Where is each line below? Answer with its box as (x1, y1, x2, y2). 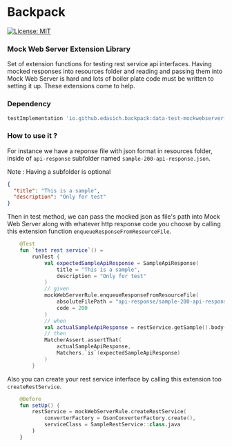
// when (43, 317, 67, 324)
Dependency (7, 99, 52, 109)
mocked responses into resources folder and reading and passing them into (7, 67, 223, 76)
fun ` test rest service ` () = (19, 247, 104, 254)
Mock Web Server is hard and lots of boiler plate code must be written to (7, 74, 214, 83)
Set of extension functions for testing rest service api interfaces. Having (7, 60, 212, 68)
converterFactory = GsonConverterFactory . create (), (43, 415, 196, 421)
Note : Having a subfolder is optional (7, 167, 111, 176)
